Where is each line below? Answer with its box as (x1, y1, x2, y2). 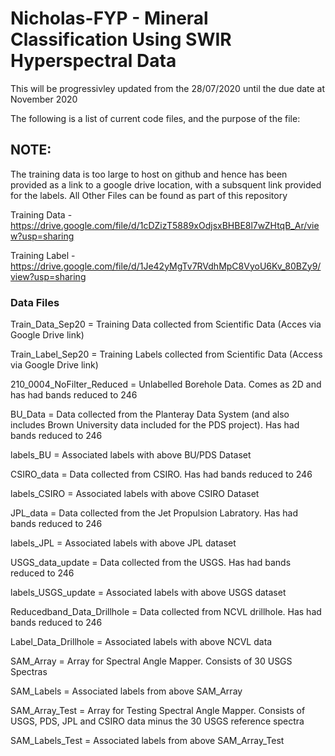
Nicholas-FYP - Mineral (10, 7, 209, 30)
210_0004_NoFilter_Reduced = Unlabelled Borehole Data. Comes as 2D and (10, 378, 322, 391)
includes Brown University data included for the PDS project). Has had (10, 419, 300, 431)
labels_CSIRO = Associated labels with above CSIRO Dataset (10, 488, 260, 500)
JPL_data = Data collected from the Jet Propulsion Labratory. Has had (10, 507, 298, 519)
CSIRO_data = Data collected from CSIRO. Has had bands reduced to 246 (10, 468, 313, 481)
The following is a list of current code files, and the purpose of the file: (10, 112, 301, 124)
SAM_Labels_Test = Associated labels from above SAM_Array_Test (10, 735, 285, 747)
